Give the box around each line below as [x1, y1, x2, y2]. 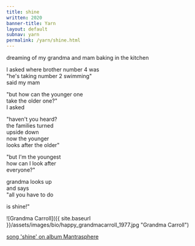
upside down [6, 129, 39, 136]
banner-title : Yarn [6, 20, 56, 26]
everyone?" [6, 166, 35, 173]
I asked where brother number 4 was [6, 66, 100, 73]
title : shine [6, 9, 40, 15]
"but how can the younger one [6, 91, 84, 98]
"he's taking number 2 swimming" [6, 73, 92, 79]
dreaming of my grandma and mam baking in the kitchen [6, 54, 149, 61]
